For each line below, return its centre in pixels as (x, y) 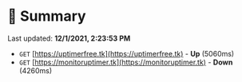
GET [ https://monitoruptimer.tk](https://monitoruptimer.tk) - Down (126, 62)
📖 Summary (47, 16)
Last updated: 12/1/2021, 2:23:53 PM (69, 38)
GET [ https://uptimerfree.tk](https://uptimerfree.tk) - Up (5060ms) (127, 53)
